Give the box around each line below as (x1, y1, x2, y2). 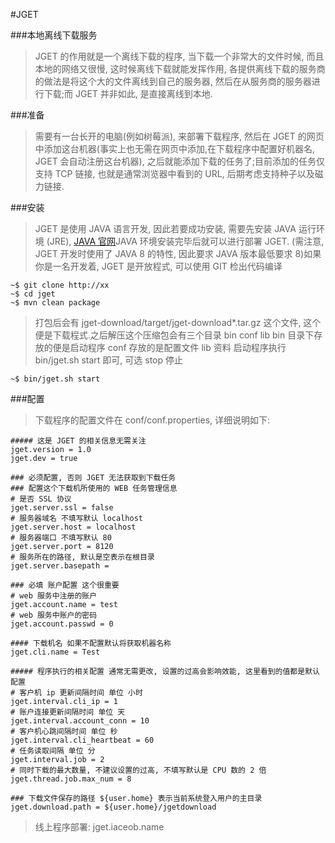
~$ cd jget (10, 289, 56, 299)
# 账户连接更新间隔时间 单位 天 (10, 707, 126, 717)
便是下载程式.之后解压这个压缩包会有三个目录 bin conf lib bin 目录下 (34, 329, 315, 341)
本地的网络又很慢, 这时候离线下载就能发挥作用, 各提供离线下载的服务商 (34, 63, 326, 74)
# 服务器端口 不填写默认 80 (10, 533, 112, 543)
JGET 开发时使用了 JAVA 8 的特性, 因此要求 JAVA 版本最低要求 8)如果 (34, 248, 322, 259)
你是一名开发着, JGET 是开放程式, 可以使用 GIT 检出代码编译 (34, 260, 283, 272)
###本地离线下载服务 (10, 29, 98, 41)
